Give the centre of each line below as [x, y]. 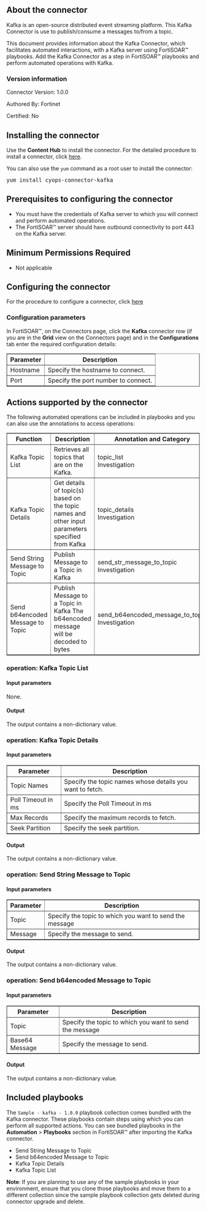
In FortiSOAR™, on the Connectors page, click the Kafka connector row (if [99, 331]
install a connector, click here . [44, 157]
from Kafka [70, 544]
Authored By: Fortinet [33, 104]
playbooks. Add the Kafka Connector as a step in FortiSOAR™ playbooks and [103, 56]
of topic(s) [69, 490]
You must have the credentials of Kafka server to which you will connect [106, 214]
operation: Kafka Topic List [48, 668]
